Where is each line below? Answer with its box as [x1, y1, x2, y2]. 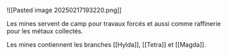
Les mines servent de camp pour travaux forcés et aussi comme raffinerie [6, 20, 221, 27]
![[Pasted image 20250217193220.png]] [6, 6, 122, 14]
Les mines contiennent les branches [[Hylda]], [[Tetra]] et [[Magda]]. [6, 41, 207, 48]
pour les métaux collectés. [6, 27, 84, 35]
